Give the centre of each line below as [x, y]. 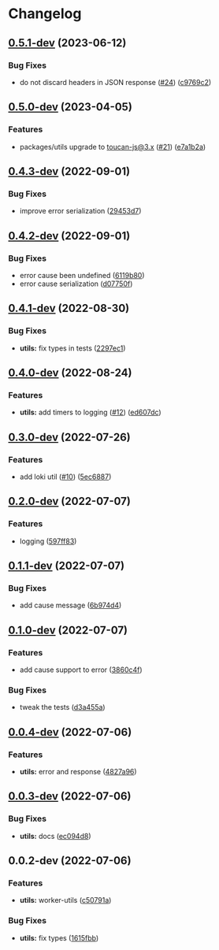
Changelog [45, 14]
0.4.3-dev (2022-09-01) [69, 171]
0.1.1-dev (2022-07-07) [66, 566]
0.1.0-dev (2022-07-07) [68, 630]
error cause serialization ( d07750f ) [76, 284]
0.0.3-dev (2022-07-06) [70, 796]
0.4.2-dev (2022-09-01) [69, 236]
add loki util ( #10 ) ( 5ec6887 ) [65, 477]
